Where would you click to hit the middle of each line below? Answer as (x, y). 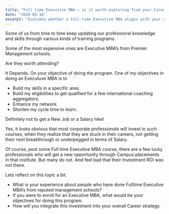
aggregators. (26, 99)
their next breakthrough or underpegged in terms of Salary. (67, 140)
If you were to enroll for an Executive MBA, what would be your (78, 195)
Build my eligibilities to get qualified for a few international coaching (83, 94)
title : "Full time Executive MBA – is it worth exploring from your (78, 10)
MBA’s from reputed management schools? (57, 190)
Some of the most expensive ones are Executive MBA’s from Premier (76, 49)
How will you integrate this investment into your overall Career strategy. (87, 206)
